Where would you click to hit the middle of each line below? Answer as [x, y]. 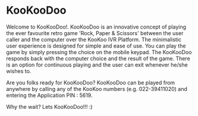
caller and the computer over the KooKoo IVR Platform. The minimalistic [94, 39]
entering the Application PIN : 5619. [49, 95]
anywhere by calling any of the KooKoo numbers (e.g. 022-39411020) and [97, 89]
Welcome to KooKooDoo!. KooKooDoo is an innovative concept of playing [96, 27]
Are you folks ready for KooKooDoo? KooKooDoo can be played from [91, 82]
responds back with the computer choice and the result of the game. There [98, 58]
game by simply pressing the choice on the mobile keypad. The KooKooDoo [99, 52]
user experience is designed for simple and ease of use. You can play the [96, 46]
